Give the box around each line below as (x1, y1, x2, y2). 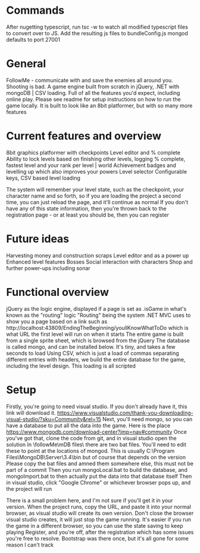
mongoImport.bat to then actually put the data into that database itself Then (6, 472, 192, 480)
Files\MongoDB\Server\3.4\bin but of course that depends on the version (6, 453, 186, 461)
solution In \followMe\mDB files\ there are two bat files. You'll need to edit (6, 441, 186, 448)
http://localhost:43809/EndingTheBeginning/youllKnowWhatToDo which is (6, 324, 189, 331)
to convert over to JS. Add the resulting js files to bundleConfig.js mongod (6, 29, 189, 36)
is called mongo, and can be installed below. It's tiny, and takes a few (6, 343, 176, 350)
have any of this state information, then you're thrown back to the (6, 205, 167, 212)
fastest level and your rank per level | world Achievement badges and (6, 162, 177, 169)
